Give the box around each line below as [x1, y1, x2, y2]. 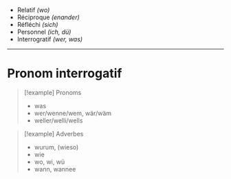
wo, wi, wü [34, 158, 65, 166]
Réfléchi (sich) [16, 21, 58, 28]
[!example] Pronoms [23, 88, 82, 96]
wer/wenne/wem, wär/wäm [34, 109, 112, 117]
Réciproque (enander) [16, 13, 80, 21]
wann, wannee [34, 165, 76, 173]
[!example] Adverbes [23, 129, 84, 138]
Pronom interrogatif [7, 65, 122, 81]
